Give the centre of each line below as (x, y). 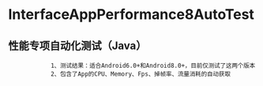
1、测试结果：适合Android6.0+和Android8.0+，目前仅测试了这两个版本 (153, 65)
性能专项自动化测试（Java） (77, 45)
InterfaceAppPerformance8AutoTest (131, 15)
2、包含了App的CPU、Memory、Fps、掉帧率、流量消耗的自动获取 (141, 74)
